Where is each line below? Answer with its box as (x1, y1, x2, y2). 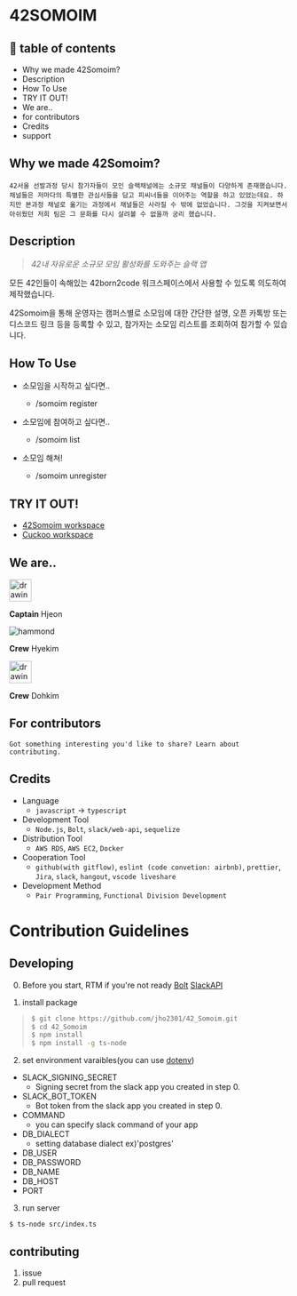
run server (21, 1203, 60, 1213)
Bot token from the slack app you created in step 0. (35, 1100, 223, 1111)
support (21, 131, 51, 140)
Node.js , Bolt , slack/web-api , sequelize (35, 823, 180, 834)
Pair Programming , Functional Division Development (35, 890, 228, 900)
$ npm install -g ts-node (30, 1039, 127, 1048)
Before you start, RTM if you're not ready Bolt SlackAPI (21, 980, 223, 990)
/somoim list (35, 435, 81, 445)
